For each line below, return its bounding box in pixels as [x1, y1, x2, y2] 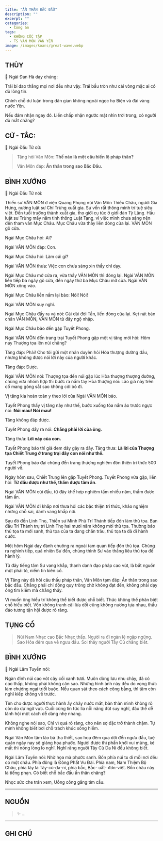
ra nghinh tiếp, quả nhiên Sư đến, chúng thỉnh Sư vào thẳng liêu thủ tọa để [5, 548, 154, 554]
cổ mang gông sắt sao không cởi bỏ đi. [5, 384, 83, 389]
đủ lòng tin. [5, 88, 28, 95]
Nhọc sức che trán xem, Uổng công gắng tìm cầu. [5, 779, 105, 785]
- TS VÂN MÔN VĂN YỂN [9, 39, 53, 44]
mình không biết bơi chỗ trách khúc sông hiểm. [5, 725, 99, 731]
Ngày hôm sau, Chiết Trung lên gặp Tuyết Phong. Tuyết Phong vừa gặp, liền [5, 474, 157, 480]
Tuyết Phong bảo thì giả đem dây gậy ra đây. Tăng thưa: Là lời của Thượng [5, 445, 154, 451]
